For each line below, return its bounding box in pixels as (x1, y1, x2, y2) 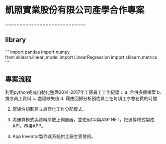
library (5, 36, 26, 44)
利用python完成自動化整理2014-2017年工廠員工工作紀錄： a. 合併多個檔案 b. (5, 89, 162, 95)
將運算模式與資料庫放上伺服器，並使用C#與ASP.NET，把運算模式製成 (12, 116, 155, 122)
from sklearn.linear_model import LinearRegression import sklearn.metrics (5, 54, 158, 60)
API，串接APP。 (12, 123, 46, 129)
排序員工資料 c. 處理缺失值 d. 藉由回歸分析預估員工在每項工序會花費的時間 (5, 95, 158, 101)
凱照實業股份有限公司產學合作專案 (5, 4, 145, 16)
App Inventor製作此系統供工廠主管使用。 (12, 133, 96, 139)
